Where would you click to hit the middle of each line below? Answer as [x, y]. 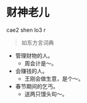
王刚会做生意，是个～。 [54, 78]
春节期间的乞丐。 [37, 86]
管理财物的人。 [34, 55]
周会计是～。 [40, 63]
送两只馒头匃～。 [46, 94]
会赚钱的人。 [31, 71]
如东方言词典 [37, 42]
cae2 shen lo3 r [26, 30]
